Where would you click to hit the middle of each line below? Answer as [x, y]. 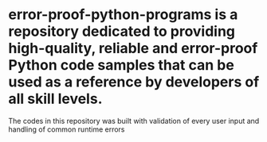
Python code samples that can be [122, 65]
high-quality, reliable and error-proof [133, 48]
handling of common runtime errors [67, 129]
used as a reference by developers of [134, 82]
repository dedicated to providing [122, 31]
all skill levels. [55, 99]
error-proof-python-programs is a [123, 15]
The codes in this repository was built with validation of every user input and [134, 121]
